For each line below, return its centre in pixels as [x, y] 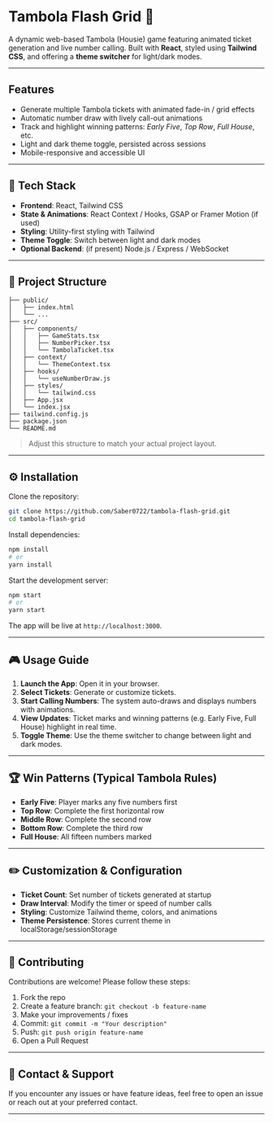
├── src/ [23, 322]
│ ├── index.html [41, 308]
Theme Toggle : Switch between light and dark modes [110, 240]
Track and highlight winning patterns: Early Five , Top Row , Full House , [137, 126]
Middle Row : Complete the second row [86, 819]
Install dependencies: [44, 534]
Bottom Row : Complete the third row [82, 828]
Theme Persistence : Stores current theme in [95, 920]
